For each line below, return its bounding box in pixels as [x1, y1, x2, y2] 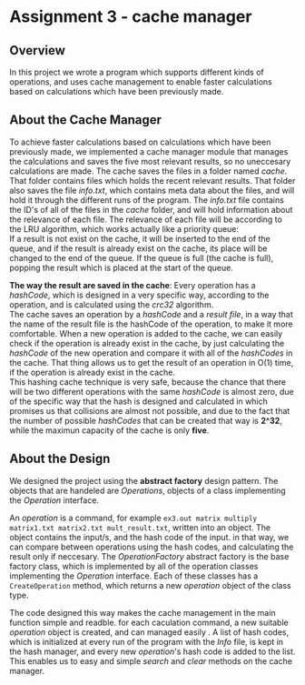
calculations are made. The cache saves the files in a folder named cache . [9, 166, 288, 176]
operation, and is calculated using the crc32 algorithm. [9, 298, 214, 310]
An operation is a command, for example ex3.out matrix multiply [9, 512, 257, 523]
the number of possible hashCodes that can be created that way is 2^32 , [9, 415, 283, 426]
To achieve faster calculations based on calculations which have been [9, 136, 271, 147]
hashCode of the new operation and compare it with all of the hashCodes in [9, 348, 293, 358]
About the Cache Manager [9, 112, 162, 128]
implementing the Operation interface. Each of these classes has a [9, 570, 259, 581]
